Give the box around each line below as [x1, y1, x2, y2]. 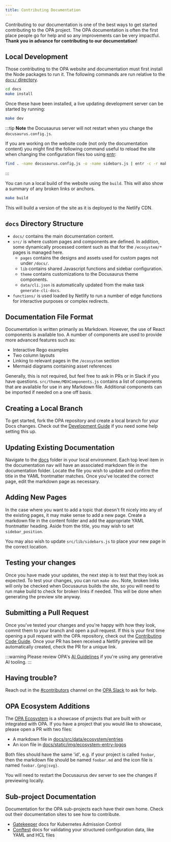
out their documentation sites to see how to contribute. [5, 811, 121, 817]
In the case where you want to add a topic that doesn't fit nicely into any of [5, 507, 162, 513]
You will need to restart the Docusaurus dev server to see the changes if [5, 772, 157, 778]
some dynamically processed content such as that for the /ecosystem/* [12, 244, 162, 250]
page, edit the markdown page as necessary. [5, 479, 100, 485]
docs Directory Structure [5, 220, 84, 228]
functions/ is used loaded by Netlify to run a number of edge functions [12, 293, 162, 299]
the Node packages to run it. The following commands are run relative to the [5, 71, 165, 77]
